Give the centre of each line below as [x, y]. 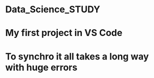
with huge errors [41, 67]
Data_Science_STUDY [53, 9]
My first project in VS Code [64, 33]
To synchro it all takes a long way [77, 56]
